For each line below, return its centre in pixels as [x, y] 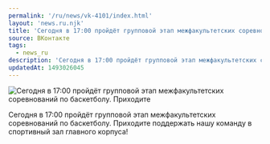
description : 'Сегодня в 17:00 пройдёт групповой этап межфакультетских [133, 61]
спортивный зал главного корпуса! [68, 131]
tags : [17, 46]
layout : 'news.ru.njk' [46, 23]
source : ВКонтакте [39, 38]
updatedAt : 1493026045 [46, 68]
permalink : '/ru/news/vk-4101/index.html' [80, 16]
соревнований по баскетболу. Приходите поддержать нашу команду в [130, 123]
